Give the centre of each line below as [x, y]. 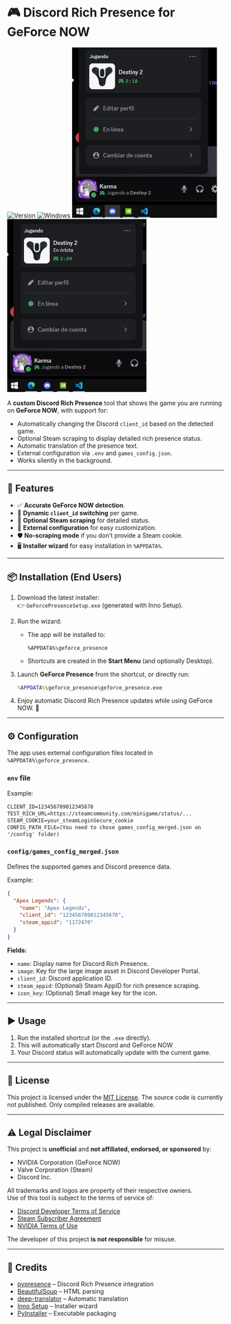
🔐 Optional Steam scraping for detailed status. [83, 520]
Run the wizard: [39, 621]
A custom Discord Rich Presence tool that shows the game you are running [114, 403]
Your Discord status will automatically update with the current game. [114, 1052]
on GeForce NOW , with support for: [58, 410]
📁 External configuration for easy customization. [87, 527]
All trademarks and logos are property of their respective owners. [100, 1191]
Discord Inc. [34, 1177]
